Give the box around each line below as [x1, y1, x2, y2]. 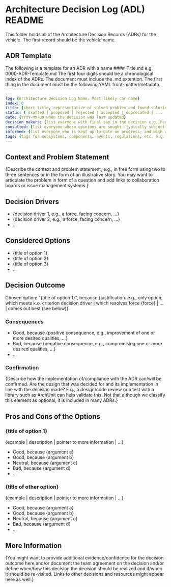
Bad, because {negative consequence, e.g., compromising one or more [12, 340, 162, 346]
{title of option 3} [12, 261, 49, 267]
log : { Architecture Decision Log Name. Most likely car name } [5, 96, 140, 101]
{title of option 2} [12, 255, 49, 261]
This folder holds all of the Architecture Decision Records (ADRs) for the [5, 31, 156, 37]
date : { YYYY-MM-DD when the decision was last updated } [5, 115, 126, 120]
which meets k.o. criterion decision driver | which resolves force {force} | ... [5, 300, 164, 306]
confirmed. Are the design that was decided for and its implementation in [5, 381, 159, 387]
